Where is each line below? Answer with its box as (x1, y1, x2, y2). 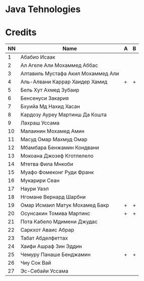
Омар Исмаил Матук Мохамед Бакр (20, 202, 109, 209)
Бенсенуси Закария (20, 95, 69, 102)
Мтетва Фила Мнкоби (20, 160, 74, 168)
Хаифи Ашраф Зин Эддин (20, 243, 82, 250)
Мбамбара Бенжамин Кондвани (20, 144, 99, 151)
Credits (5, 27, 37, 38)
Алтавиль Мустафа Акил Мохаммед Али (20, 70, 119, 77)
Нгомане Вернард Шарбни (20, 193, 86, 200)
